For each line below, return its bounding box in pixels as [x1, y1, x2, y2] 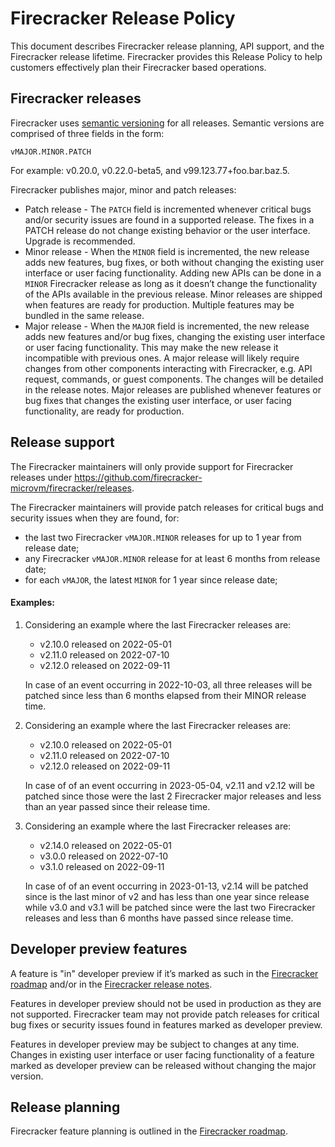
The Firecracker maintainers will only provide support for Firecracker [10, 460, 294, 472]
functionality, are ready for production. [24, 405, 185, 417]
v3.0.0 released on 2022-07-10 [39, 850, 169, 862]
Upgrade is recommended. [24, 235, 136, 247]
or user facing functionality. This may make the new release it [24, 341, 279, 353]
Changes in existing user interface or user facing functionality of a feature [10, 1048, 315, 1061]
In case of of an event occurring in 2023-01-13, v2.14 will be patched [24, 880, 309, 892]
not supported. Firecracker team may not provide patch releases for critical [10, 1008, 320, 1020]
